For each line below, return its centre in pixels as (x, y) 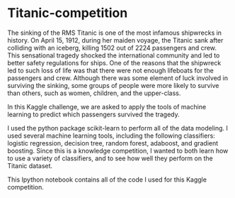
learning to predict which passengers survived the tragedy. (94, 114)
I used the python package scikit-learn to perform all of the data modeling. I (118, 128)
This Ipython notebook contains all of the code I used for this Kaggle (107, 180)
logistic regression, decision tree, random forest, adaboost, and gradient (113, 143)
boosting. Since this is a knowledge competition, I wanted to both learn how (118, 150)
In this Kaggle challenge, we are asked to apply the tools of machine (107, 106)
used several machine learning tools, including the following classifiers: (111, 136)
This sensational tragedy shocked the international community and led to (114, 55)
